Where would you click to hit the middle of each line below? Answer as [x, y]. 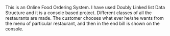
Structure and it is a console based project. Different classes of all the [79, 13]
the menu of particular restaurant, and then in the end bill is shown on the [82, 23]
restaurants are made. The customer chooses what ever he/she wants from [85, 18]
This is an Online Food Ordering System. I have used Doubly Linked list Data [85, 7]
